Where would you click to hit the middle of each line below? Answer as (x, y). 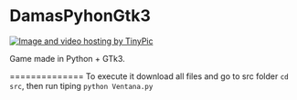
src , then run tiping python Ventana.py (81, 85)
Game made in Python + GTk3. (67, 58)
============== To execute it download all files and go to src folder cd (149, 76)
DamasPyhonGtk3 (80, 16)
